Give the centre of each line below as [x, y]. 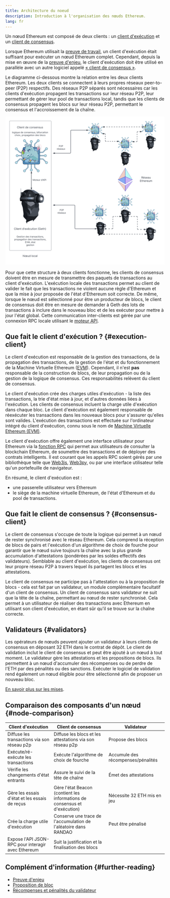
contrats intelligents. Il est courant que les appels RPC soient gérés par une [83, 457]
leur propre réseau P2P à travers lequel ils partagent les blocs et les [76, 566]
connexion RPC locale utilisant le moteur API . [52, 321]
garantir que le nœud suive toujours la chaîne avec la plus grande [73, 550]
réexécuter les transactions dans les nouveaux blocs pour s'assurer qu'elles [84, 415]
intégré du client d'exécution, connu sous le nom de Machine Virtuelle [78, 425]
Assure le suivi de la [75, 772]
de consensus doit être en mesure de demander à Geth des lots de [75, 305]
